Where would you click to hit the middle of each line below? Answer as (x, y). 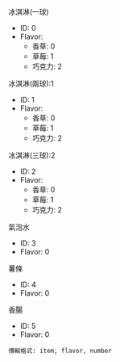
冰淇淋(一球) (29, 12)
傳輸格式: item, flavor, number (60, 351)
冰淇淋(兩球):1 (31, 84)
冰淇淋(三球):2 (32, 155)
